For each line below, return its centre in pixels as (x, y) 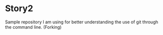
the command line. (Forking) (33, 27)
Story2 (19, 9)
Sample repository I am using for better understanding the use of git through (82, 22)
